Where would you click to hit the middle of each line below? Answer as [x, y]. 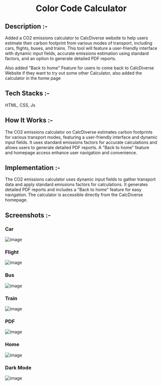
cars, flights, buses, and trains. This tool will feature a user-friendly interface [81, 48]
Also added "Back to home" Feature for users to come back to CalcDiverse [80, 68]
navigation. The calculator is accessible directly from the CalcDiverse [74, 195]
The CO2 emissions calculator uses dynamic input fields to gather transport [81, 179]
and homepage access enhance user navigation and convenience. [71, 153]
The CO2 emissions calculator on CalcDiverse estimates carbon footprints [79, 132]
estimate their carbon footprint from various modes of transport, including [79, 43]
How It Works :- [29, 120]
